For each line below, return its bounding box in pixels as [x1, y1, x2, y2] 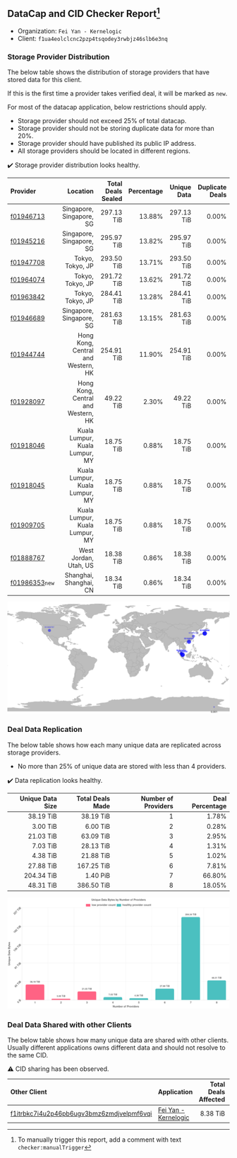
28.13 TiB [80, 842, 111, 850]
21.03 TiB [28, 832, 58, 840]
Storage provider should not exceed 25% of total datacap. [17, 117, 187, 125]
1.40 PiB [85, 871, 111, 880]
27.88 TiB [28, 861, 58, 870]
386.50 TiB [77, 881, 111, 890]
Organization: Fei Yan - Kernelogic [17, 26, 122, 35]
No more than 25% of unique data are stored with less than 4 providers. [17, 762, 227, 770]
